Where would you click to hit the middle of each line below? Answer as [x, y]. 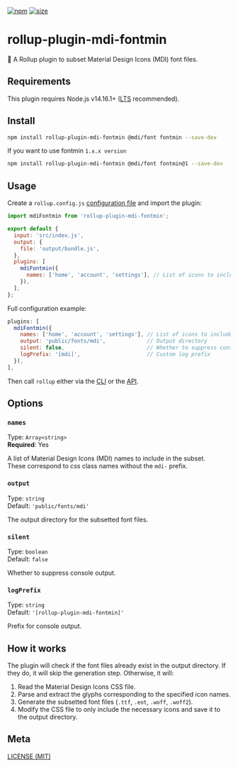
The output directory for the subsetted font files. [78, 519]
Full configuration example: [47, 308]
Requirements [39, 82]
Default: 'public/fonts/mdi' [49, 506]
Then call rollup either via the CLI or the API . [73, 381]
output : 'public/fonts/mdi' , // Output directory [114, 341]
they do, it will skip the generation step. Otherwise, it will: [91, 673]
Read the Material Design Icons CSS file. [76, 687]
